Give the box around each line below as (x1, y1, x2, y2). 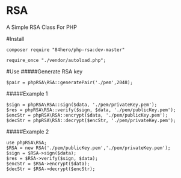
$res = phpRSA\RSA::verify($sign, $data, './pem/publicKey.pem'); (6, 106, 176, 113)
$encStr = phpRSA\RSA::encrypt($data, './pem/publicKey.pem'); (6, 112, 168, 118)
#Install (6, 35, 25, 42)
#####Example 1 (6, 90, 48, 97)
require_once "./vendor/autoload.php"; (6, 57, 106, 63)
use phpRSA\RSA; (6, 140, 47, 146)
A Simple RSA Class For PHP (6, 23, 77, 31)
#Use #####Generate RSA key (6, 67, 83, 75)
